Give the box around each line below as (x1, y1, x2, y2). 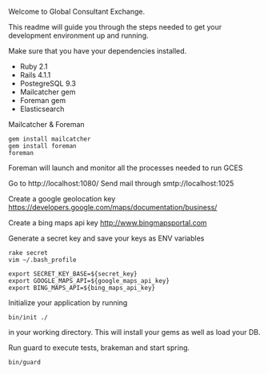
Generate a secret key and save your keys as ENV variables (8, 233, 205, 243)
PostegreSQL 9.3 (19, 79, 77, 88)
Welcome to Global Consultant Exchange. (8, 7, 146, 16)
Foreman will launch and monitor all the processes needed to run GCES (8, 163, 243, 173)
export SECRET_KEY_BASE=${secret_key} (8, 270, 138, 278)
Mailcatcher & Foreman (8, 120, 86, 129)
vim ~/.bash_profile (8, 256, 78, 264)
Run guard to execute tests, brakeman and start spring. (8, 343, 190, 352)
